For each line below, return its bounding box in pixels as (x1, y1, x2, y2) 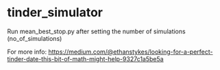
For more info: (7, 48, 47, 56)
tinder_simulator (7, 5, 103, 20)
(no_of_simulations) (7, 34, 62, 42)
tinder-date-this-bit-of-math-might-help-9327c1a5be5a (7, 54, 164, 63)
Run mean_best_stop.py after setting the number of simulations (7, 27, 186, 35)
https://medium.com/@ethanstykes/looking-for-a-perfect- (47, 48, 214, 56)
